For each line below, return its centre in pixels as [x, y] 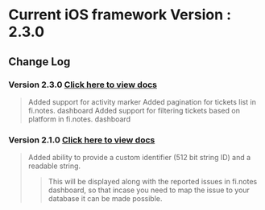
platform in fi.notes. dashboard [79, 119]
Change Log [39, 62]
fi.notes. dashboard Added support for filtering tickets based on [134, 110]
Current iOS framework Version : [120, 15]
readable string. [54, 166]
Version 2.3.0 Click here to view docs [83, 84]
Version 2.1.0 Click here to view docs [82, 140]
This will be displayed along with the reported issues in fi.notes [153, 182]
